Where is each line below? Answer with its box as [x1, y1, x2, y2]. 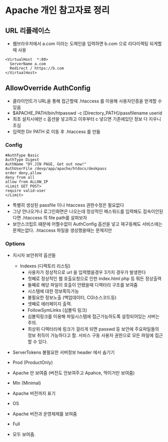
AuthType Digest [5, 157, 39, 162]
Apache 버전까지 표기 [12, 391, 56, 397]
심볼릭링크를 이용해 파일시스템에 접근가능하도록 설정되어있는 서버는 [27, 313, 160, 319]
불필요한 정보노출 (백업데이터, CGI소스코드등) [27, 295, 117, 301]
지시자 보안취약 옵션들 [12, 252, 56, 258]
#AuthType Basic [5, 153, 39, 158]
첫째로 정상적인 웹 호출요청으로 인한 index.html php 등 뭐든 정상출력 [27, 275, 162, 282]
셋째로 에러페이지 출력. [27, 301, 72, 307]
